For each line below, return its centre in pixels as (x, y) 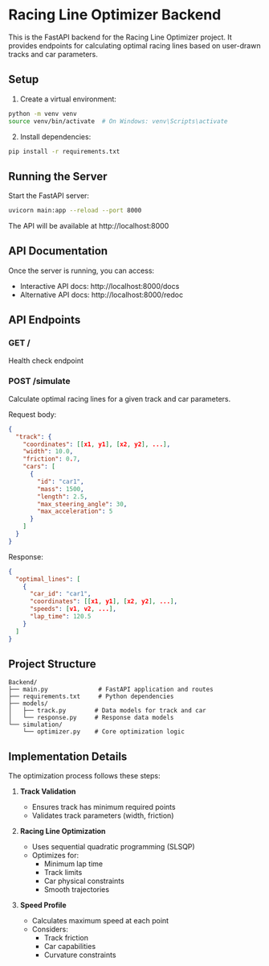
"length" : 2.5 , (63, 497)
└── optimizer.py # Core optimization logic (104, 732)
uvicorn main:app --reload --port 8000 (75, 211)
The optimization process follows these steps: (84, 776)
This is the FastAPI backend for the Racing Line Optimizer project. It (120, 37)
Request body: (33, 414)
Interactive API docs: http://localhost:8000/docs (100, 286)
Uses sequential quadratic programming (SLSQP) (113, 847)
